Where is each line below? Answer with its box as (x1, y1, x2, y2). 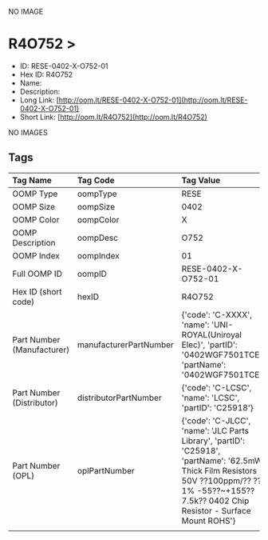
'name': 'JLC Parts (181, 425, 250, 436)
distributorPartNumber (77, 392, 162, 403)
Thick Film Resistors (181, 465, 258, 476)
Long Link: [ (19, 95, 60, 105)
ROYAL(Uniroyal (181, 329, 242, 340)
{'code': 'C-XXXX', (181, 309, 253, 320)
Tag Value (181, 174, 221, 186)
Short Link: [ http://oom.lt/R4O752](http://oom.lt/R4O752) (19, 112, 207, 122)
